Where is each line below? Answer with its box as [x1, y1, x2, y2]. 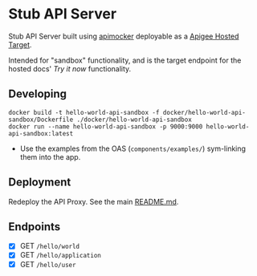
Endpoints [8, 220, 61, 233]
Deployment [8, 176, 71, 189]
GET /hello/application [19, 250, 102, 260]
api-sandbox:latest [8, 129, 74, 137]
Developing [8, 87, 67, 101]
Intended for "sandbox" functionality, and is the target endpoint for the [8, 55, 242, 65]
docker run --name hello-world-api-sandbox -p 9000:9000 [8, 122, 203, 131]
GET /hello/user [19, 259, 76, 269]
